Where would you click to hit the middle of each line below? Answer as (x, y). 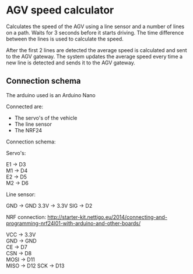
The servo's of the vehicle (46, 118)
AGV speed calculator (60, 10)
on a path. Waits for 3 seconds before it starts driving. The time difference (95, 32)
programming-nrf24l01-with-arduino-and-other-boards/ (73, 223)
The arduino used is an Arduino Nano (51, 95)
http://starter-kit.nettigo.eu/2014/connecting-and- (108, 217)
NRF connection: (26, 217)
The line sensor (33, 124)
